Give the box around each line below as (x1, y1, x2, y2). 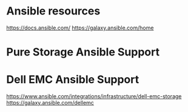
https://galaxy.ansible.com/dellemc (6, 99, 94, 107)
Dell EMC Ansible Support (6, 73, 139, 87)
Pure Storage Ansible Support (6, 45, 159, 59)
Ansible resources (6, 4, 101, 18)
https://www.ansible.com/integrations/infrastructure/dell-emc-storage (6, 93, 182, 100)
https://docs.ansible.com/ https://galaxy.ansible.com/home (6, 24, 154, 31)
